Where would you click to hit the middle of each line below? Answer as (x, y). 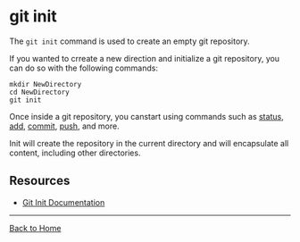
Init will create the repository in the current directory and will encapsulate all (149, 143)
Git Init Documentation (63, 202)
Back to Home (35, 228)
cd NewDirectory (39, 92)
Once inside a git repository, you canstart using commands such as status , (146, 116)
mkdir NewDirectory (46, 84)
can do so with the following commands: (84, 68)
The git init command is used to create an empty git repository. (129, 41)
